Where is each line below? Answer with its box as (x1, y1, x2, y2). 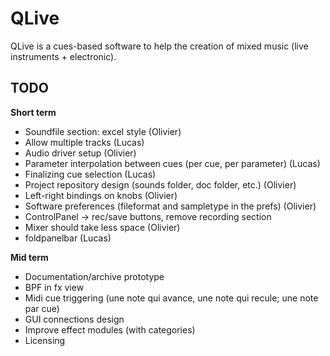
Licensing (24, 334, 66, 346)
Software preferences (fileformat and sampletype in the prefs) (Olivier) (24, 200, 317, 212)
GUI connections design (24, 313, 125, 325)
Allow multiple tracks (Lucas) (24, 136, 145, 148)
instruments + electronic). (10, 50, 117, 62)
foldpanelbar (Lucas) (24, 232, 112, 244)
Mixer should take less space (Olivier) (24, 221, 181, 233)
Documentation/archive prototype (24, 270, 165, 282)
